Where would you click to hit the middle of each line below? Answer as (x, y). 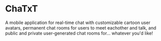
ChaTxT (22, 9)
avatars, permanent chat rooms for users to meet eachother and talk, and (81, 27)
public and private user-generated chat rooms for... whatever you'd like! (79, 33)
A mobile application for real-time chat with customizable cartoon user (78, 22)
